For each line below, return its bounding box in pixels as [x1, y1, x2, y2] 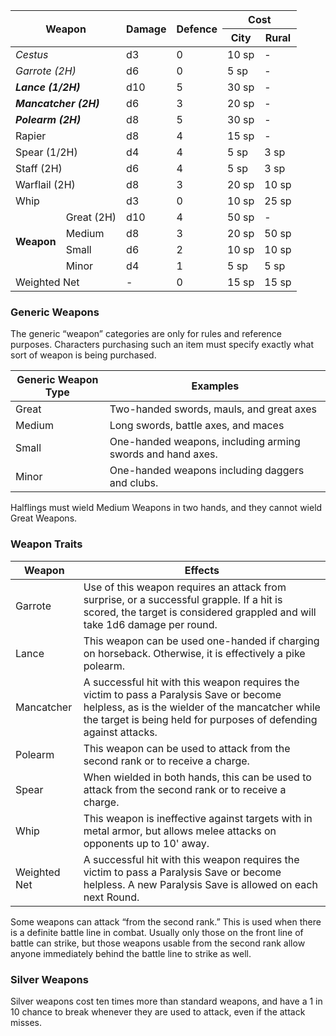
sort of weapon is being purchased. [10, 349, 157, 361]
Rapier [15, 129, 47, 143]
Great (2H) [65, 210, 117, 224]
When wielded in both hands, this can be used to [83, 770, 312, 784]
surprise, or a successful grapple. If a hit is [83, 592, 283, 606]
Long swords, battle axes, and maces [109, 419, 285, 433]
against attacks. [83, 725, 158, 739]
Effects [184, 563, 220, 577]
